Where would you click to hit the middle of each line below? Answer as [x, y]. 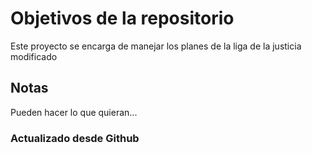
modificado [34, 56]
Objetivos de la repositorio [122, 18]
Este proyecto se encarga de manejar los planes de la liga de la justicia [156, 46]
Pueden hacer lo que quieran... [74, 112]
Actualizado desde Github [75, 138]
